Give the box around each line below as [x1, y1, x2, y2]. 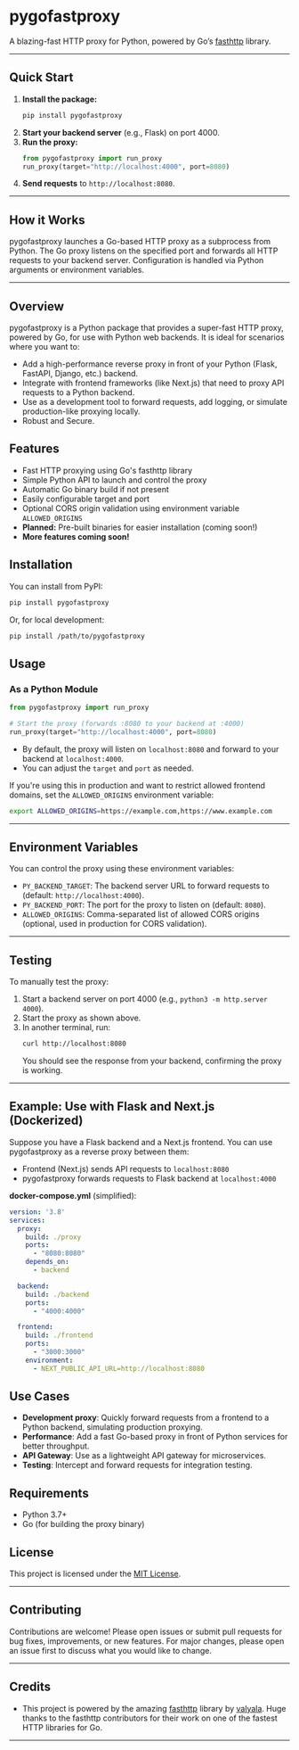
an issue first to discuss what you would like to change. [9, 1645, 212, 1655]
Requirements [9, 1485, 89, 1500]
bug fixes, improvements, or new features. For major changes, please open [9, 1635, 285, 1647]
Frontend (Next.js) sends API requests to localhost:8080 [21, 1163, 230, 1174]
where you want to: [9, 342, 80, 351]
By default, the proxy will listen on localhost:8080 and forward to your [21, 743, 279, 755]
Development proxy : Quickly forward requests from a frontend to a [21, 1412, 270, 1424]
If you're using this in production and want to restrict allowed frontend [9, 780, 265, 790]
